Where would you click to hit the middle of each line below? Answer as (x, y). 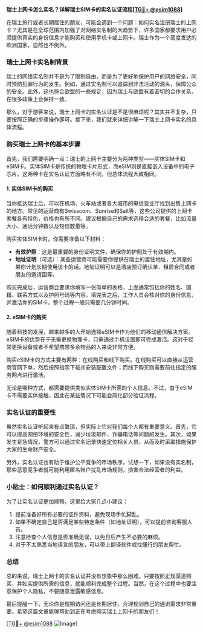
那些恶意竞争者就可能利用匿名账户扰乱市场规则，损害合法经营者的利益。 (96, 470)
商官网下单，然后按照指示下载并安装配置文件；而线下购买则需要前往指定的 (99, 367)
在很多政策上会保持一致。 (38, 99)
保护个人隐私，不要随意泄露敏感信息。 (59, 591)
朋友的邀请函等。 (36, 274)
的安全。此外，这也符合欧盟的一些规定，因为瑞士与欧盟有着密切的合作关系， (101, 92)
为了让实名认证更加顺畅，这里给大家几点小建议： (67, 501)
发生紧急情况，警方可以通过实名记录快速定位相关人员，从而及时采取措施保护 (101, 442)
